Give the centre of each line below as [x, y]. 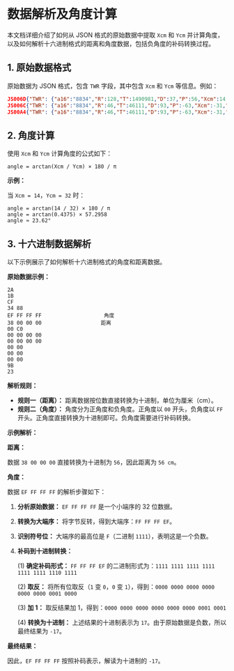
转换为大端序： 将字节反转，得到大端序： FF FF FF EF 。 [96, 521]
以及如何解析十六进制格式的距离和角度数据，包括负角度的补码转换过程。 [111, 43]
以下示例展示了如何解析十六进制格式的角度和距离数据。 [86, 262]
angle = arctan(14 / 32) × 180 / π [59, 209]
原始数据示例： [29, 277]
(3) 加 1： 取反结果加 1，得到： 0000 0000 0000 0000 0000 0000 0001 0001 [122, 608]
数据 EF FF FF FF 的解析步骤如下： [57, 492]
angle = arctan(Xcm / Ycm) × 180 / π [62, 167]
